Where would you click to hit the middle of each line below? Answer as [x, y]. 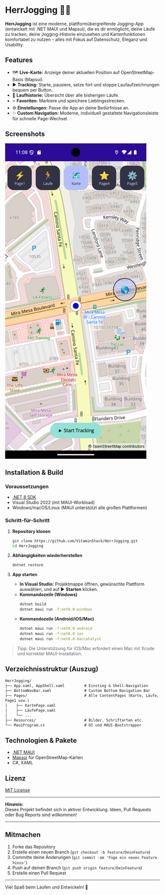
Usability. [14, 44]
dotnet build [33, 604]
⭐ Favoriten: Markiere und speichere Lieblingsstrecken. [69, 101]
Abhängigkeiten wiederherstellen [47, 555]
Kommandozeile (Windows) [48, 595]
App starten [25, 575]
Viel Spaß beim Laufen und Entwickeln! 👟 [47, 887]
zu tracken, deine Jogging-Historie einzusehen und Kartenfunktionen [75, 34]
